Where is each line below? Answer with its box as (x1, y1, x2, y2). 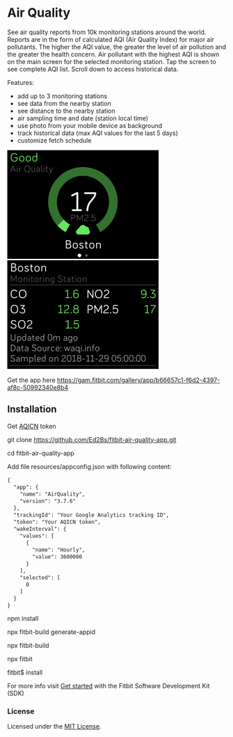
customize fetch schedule (17, 136, 92, 144)
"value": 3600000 (32, 553, 82, 560)
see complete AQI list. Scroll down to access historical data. (7, 65, 179, 73)
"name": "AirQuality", (19, 491, 86, 498)
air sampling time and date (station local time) (17, 113, 148, 122)
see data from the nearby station (17, 99, 111, 107)
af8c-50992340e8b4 (7, 383, 69, 391)
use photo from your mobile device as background (17, 121, 163, 129)
